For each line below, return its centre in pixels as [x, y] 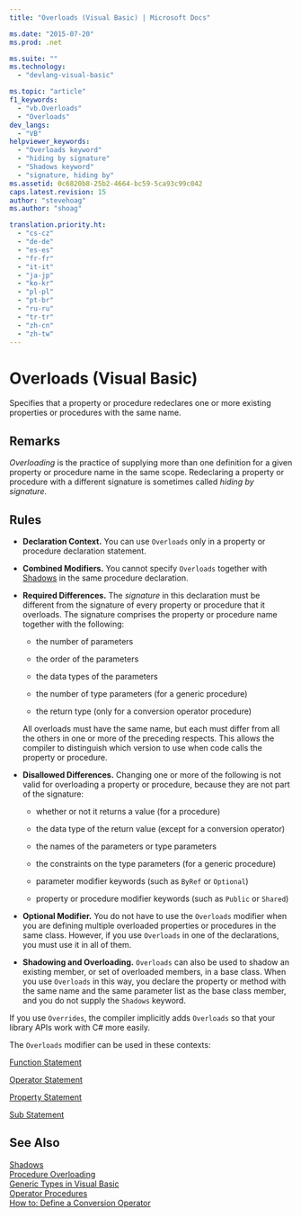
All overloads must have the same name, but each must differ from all [151, 728]
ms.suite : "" [34, 59]
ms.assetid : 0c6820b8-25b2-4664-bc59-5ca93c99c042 [106, 184]
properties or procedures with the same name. [95, 413]
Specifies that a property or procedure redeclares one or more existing [140, 403]
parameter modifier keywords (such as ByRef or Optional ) [142, 881]
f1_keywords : [34, 100]
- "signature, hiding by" [66, 175]
